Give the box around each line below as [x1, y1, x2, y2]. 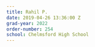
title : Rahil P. [6, 9, 48, 15]
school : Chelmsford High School [6, 32, 89, 38]
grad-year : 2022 [6, 20, 48, 26]
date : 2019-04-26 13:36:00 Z [6, 15, 81, 21]
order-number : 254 [6, 26, 53, 32]
